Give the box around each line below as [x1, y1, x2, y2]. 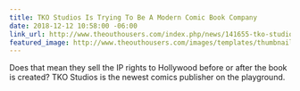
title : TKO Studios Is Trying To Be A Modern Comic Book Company [9, 12, 257, 22]
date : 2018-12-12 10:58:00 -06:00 [9, 21, 138, 30]
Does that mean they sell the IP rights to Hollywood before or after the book [9, 62, 287, 73]
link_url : [9, 29, 46, 38]
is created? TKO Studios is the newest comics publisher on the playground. [9, 72, 286, 83]
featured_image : [9, 37, 70, 47]
